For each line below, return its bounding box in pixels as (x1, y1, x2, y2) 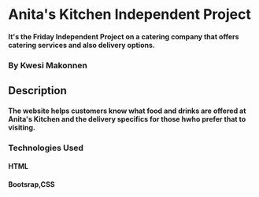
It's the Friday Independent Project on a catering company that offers (8, 31, 239, 41)
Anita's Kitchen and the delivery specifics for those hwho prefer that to (8, 114, 246, 123)
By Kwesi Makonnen (8, 60, 88, 71)
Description (8, 84, 67, 97)
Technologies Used (8, 142, 84, 153)
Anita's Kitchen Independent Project (8, 5, 252, 24)
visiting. (8, 122, 35, 132)
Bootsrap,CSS (8, 179, 55, 189)
